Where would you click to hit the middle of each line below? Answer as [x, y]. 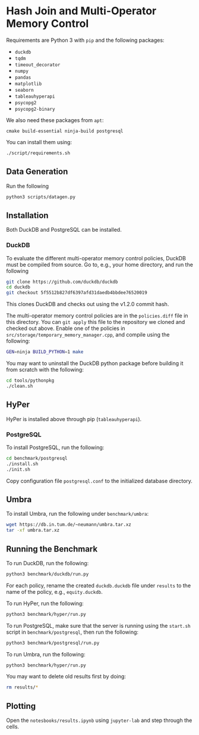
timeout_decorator [37, 65]
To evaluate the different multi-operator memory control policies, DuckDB [96, 258]
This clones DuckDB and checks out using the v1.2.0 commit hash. [88, 304]
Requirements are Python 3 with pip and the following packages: [85, 40]
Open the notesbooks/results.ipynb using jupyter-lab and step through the [99, 720]
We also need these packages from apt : [55, 120]
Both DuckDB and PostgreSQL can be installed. [64, 230]
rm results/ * [22, 687]
